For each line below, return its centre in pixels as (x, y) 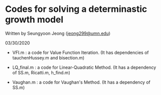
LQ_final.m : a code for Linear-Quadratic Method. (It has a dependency (84, 67)
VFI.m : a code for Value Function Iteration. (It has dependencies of (80, 52)
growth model (34, 20)
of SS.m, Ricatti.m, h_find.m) (41, 72)
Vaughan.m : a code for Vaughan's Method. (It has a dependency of (81, 82)
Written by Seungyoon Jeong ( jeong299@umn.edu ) (58, 33)
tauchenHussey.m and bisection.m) (48, 57)
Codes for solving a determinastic (76, 9)
